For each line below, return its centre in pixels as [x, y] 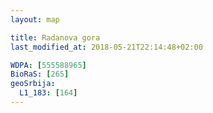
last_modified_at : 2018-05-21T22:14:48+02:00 [106, 47]
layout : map [35, 19]
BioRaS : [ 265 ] [40, 74]
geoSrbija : [33, 84]
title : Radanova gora [55, 37]
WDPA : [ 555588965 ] [48, 65]
